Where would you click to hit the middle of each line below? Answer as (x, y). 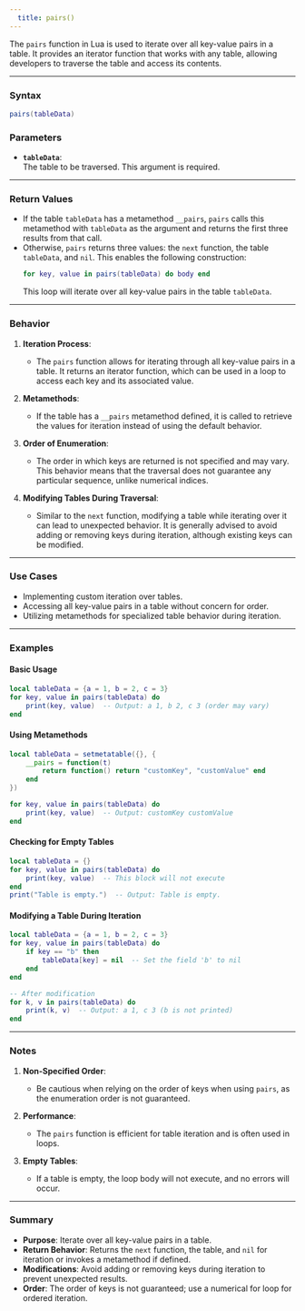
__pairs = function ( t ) (69, 762)
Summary (32, 1220)
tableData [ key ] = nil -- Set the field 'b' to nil (142, 960)
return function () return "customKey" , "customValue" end (154, 771)
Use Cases (34, 576)
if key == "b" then (63, 952)
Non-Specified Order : (64, 1071)
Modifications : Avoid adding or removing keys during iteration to (144, 1269)
